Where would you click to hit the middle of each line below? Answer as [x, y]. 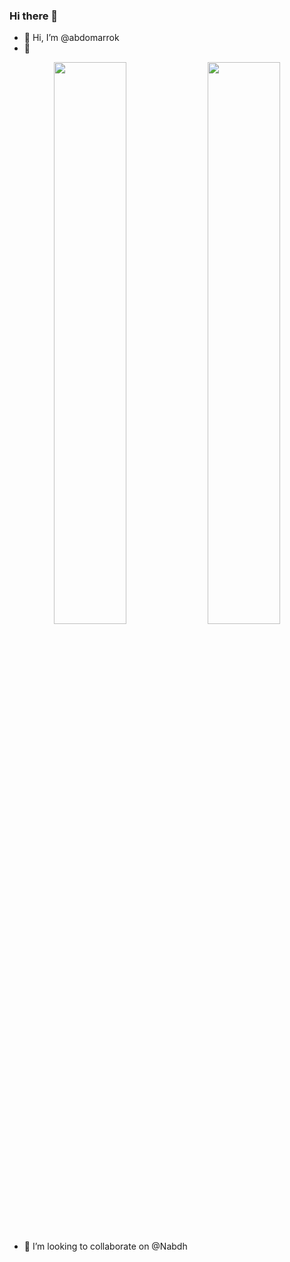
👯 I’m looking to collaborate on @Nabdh [105, 1246]
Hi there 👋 [34, 16]
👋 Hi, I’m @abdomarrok [71, 38]
